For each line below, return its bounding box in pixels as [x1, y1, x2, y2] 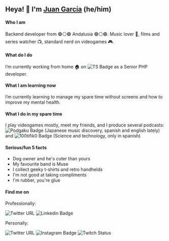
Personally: [5, 220, 29, 226]
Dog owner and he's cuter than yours [12, 156, 91, 162]
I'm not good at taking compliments [12, 172, 87, 178]
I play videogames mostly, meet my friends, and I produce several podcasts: [5, 122, 164, 128]
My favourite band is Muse [12, 161, 69, 167]
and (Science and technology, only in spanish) [5, 133, 141, 139]
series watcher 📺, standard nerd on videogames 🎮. [5, 39, 114, 45]
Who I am [5, 19, 26, 25]
